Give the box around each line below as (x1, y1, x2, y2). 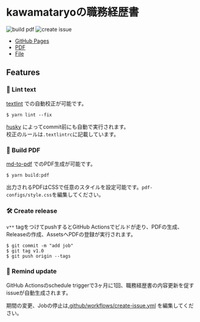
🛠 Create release (6, 206, 57, 215)
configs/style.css (6, 192, 52, 198)
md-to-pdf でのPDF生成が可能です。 (6, 160, 96, 167)
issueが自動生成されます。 (6, 289, 72, 296)
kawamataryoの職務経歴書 (6, 5, 140, 19)
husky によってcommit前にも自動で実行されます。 (6, 123, 129, 130)
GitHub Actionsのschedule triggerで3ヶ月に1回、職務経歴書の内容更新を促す (6, 281, 195, 288)
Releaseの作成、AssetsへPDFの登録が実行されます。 (6, 231, 137, 238)
